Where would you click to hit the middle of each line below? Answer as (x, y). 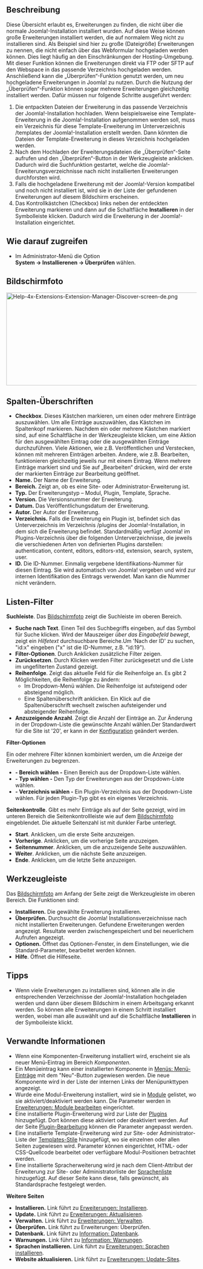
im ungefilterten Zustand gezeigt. (56, 667)
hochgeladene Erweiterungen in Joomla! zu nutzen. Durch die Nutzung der (99, 82)
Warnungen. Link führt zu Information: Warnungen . (79, 1240)
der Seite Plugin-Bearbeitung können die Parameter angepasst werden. (104, 1126)
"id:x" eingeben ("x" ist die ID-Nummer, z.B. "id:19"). (80, 647)
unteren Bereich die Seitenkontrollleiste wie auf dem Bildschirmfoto (90, 816)
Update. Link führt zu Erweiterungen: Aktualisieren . (79, 1214)
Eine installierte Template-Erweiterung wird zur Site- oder (87, 1133)
